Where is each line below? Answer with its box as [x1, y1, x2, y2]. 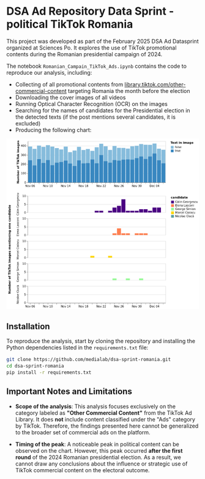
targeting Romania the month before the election [68, 87, 190, 94]
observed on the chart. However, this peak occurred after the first [15, 447, 183, 454]
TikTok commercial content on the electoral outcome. [15, 466, 150, 473]
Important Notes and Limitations [6, 387, 133, 397]
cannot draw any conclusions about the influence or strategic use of [15, 460, 188, 467]
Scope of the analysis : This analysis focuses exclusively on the [15, 403, 176, 410]
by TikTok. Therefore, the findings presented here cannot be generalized [15, 422, 199, 429]
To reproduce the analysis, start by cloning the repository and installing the [6, 338, 196, 345]
